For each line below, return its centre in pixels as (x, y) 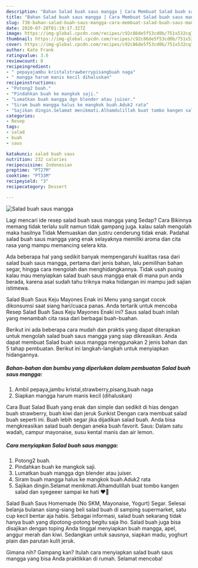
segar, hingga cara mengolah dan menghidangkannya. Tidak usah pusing (95, 269)
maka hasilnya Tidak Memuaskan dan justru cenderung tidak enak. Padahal (98, 232)
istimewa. (18, 288)
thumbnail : (19, 39)
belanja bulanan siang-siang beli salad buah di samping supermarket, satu (96, 509)
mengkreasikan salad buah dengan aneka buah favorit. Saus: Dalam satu (94, 426)
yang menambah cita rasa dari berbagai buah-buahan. (72, 318)
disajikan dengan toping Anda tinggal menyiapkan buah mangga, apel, (91, 528)
